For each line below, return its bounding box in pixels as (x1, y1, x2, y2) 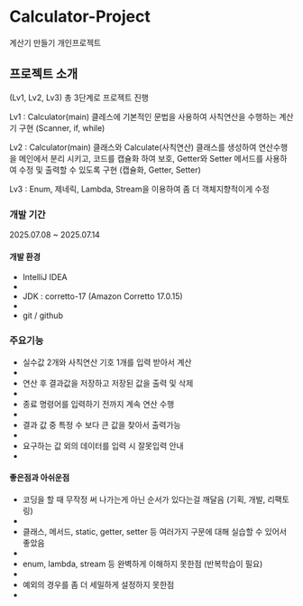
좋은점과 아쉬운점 (9, 472, 70, 483)
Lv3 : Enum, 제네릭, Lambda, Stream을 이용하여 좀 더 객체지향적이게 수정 (9, 183, 271, 194)
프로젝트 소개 (9, 66, 78, 82)
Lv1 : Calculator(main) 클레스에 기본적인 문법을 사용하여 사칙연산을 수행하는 (9, 111, 278, 122)
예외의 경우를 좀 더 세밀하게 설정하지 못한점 (22, 579, 175, 590)
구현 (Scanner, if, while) (18, 122, 106, 133)
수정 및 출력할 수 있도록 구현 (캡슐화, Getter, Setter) (18, 164, 201, 175)
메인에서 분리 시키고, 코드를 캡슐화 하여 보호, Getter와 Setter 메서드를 (18, 153, 264, 163)
